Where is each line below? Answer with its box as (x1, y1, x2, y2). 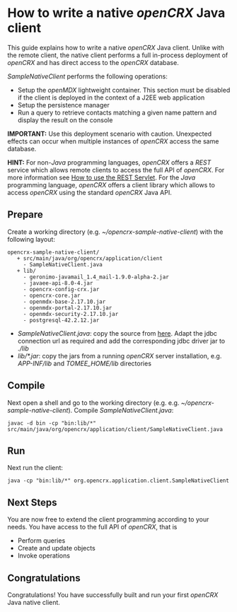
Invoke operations (17, 551, 71, 560)
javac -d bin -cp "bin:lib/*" (7, 419, 97, 427)
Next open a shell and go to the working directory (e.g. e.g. (7, 398, 180, 407)
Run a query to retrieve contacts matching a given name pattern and (17, 108, 217, 117)
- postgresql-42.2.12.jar (23, 317, 100, 324)
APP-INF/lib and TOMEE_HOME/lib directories (17, 359, 152, 367)
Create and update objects (17, 544, 96, 553)
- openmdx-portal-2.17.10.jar (23, 304, 112, 312)
